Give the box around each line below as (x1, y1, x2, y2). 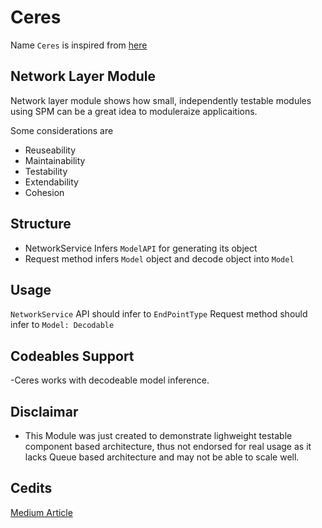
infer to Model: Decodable (10, 319, 115, 331)
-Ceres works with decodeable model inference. (10, 374, 210, 386)
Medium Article (10, 506, 73, 518)
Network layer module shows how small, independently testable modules (10, 94, 312, 106)
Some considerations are (10, 124, 114, 136)
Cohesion (24, 186, 65, 198)
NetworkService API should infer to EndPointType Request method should (10, 308, 308, 320)
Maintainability (24, 154, 86, 166)
